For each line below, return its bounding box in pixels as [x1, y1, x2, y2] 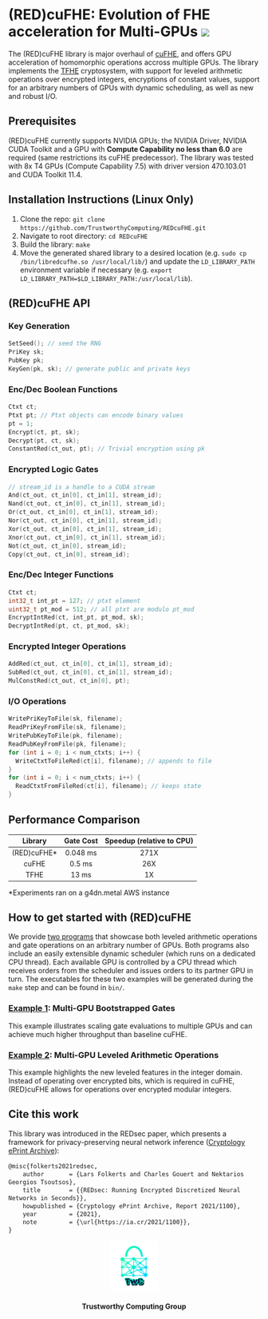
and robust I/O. [8, 91, 57, 101]
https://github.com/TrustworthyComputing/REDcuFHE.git [19, 224, 207, 232]
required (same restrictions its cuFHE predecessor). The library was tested [8, 152, 254, 162]
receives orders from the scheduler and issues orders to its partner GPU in [8, 966, 254, 976]
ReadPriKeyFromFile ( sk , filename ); [8, 723, 127, 731]
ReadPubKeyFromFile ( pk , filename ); [8, 740, 127, 748]
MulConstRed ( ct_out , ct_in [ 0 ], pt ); [8, 677, 130, 685]
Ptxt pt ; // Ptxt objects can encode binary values [8, 411, 183, 419]
